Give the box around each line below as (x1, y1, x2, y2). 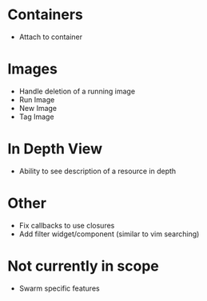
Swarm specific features (18, 283, 101, 293)
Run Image (18, 94, 55, 105)
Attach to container (18, 32, 83, 42)
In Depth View (7, 140, 103, 158)
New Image (18, 103, 58, 113)
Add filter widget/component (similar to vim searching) (18, 229, 200, 239)
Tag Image (18, 112, 54, 121)
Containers (7, 6, 83, 24)
